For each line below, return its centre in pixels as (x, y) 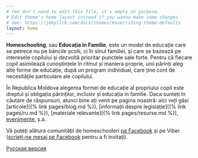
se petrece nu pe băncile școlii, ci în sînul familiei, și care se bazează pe (94, 51)
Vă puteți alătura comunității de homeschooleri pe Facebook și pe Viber (93, 131)
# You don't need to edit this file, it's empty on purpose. (83, 12)
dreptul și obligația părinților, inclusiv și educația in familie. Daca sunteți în (96, 94)
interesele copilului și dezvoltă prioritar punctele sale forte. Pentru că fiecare (99, 57)
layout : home (22, 28)
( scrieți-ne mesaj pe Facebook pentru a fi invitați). (67, 137)
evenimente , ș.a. (26, 120)
